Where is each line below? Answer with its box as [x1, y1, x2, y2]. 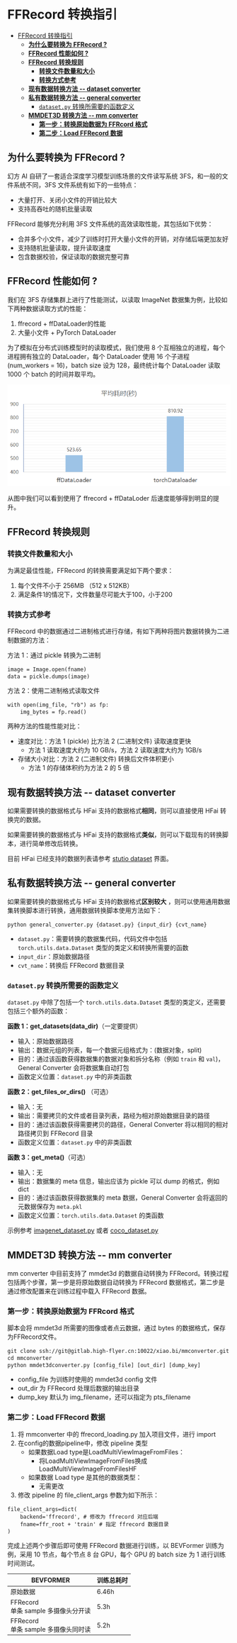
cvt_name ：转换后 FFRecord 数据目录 [17, 961, 125, 969]
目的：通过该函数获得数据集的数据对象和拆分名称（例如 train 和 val [17, 1054, 216, 1064]
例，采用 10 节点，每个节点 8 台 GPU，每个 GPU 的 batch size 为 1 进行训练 [7, 1550, 226, 1559]
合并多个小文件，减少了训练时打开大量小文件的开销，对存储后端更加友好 [17, 235, 229, 243]
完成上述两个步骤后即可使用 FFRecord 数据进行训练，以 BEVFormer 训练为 [7, 1541, 224, 1549]
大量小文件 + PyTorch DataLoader [17, 328, 117, 337]
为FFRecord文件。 [7, 1332, 61, 1341]
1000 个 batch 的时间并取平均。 [7, 369, 100, 378]
